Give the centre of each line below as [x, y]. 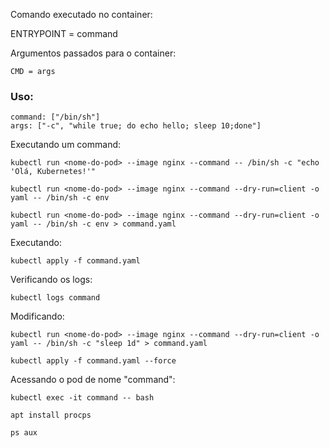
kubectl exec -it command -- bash [82, 398]
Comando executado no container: [81, 14]
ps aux [24, 433]
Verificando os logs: [51, 280]
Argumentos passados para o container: [93, 53]
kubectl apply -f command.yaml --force [93, 361]
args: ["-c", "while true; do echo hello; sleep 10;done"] [136, 126]
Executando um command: [66, 145]
